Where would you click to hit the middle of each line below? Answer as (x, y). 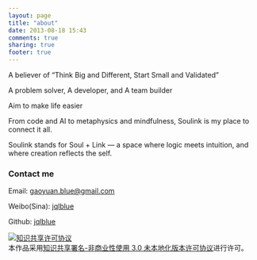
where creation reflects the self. (60, 153)
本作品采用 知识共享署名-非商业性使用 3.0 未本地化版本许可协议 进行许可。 (128, 248)
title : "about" (33, 23)
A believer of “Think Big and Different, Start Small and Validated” (114, 75)
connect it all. (31, 129)
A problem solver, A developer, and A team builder (90, 90)
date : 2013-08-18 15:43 (48, 30)
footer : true (30, 52)
